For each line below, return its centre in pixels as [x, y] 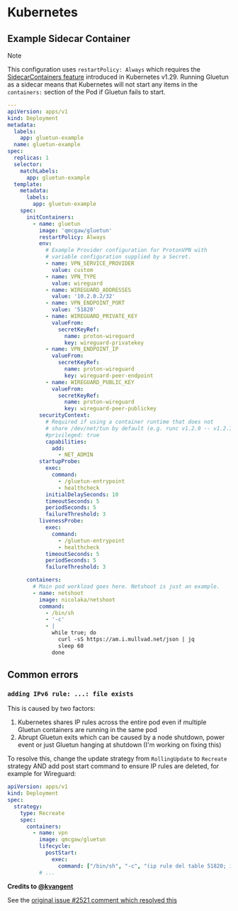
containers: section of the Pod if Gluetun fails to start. [86, 92]
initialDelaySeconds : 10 [82, 494]
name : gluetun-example [47, 145]
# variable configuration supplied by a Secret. [118, 257]
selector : [28, 164]
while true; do [74, 633]
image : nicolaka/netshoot [77, 600]
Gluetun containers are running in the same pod [87, 730]
